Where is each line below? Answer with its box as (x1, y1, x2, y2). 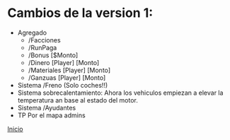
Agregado (17, 28, 47, 37)
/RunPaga (28, 43, 57, 52)
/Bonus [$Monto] (28, 51, 79, 59)
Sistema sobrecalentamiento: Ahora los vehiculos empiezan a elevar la (17, 88, 224, 97)
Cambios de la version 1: (7, 5, 154, 21)
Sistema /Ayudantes (17, 103, 76, 112)
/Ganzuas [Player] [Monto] (28, 73, 106, 82)
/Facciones (28, 35, 62, 44)
